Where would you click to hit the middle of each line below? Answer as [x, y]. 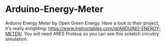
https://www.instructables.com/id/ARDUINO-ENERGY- [104, 28]
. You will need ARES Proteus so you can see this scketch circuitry [91, 33]
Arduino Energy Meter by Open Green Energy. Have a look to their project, [82, 23]
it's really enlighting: [26, 28]
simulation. [17, 39]
